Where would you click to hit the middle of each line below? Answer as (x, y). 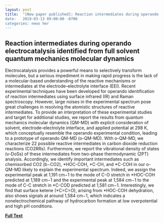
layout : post (18, 10)
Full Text (14, 216)
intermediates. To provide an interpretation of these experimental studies (79, 112)
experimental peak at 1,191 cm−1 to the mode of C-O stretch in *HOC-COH (80, 175)
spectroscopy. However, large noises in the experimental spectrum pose (78, 102)
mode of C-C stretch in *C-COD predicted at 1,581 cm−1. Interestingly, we (80, 185)
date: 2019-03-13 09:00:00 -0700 (41, 19)
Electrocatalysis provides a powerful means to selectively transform (73, 70)
